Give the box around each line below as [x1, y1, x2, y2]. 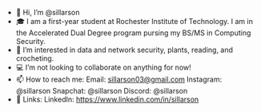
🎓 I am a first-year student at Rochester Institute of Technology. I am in [15, 17, 254, 26]
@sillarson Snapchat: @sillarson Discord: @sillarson [15, 86, 188, 95]
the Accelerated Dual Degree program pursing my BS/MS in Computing [15, 28, 251, 38]
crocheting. [15, 54, 54, 63]
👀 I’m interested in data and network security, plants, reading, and [15, 45, 234, 54]
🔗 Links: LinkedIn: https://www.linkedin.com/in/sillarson [15, 94, 199, 104]
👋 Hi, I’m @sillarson [15, 8, 80, 17]
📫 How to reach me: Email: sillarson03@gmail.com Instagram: [15, 74, 223, 84]
